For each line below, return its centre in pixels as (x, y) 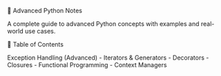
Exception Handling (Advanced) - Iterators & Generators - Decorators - (108, 58)
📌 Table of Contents (36, 44)
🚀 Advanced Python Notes (45, 11)
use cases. (40, 31)
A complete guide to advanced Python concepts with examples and (103, 24)
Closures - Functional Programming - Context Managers (87, 65)
